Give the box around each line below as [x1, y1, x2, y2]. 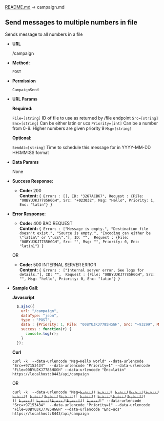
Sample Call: [12, 285, 39, 291]
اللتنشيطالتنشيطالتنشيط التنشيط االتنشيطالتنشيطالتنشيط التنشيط [12, 394, 146, 399]
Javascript [12, 294, 35, 300]
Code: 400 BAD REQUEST [19, 220, 73, 226]
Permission [12, 78, 36, 84]
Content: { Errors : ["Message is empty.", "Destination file [19, 225, 148, 231]
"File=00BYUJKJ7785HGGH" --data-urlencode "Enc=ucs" [12, 407, 122, 412]
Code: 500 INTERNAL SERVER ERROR [19, 262, 97, 268]
